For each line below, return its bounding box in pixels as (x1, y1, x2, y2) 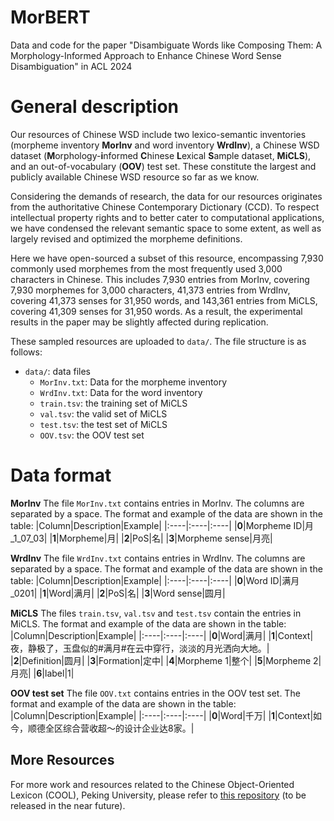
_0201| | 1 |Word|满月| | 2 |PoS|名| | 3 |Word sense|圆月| (10, 587, 226, 599)
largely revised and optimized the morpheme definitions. (10, 232, 243, 245)
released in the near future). (10, 799, 126, 811)
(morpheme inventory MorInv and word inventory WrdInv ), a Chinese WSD (10, 139, 320, 151)
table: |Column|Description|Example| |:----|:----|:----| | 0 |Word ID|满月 (10, 574, 300, 586)
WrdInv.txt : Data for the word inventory (39, 386, 203, 398)
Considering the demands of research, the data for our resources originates (10, 190, 323, 202)
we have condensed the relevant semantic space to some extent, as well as (10, 222, 322, 234)
